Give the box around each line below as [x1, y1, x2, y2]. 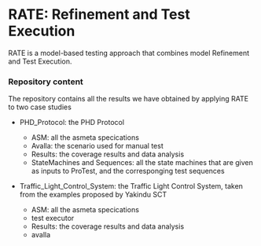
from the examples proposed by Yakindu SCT [19, 190, 167, 200]
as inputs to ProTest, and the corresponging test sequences [31, 167, 226, 176]
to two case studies [8, 102, 72, 112]
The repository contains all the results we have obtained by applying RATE [8, 94, 249, 104]
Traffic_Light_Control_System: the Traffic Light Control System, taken [19, 182, 244, 191]
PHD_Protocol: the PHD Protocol [19, 118, 124, 127]
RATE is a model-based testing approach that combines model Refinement [8, 48, 250, 57]
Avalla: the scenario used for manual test [31, 141, 164, 151]
